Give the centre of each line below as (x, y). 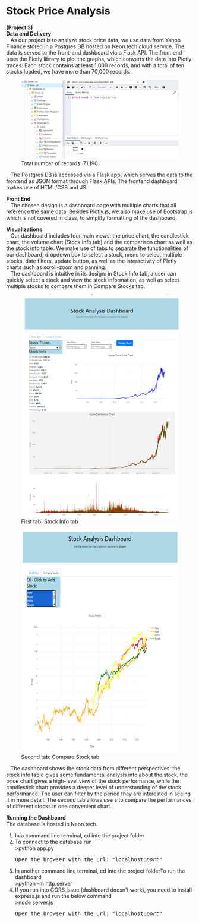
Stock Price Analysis (59, 11)
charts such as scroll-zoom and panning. (56, 267)
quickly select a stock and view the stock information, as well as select (93, 280)
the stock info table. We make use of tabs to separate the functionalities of (97, 248)
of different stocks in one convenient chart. (59, 806)
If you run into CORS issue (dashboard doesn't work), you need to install (103, 890)
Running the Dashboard (36, 817)
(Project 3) (20, 27)
